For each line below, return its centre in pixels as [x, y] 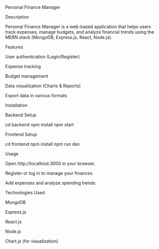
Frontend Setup [21, 134]
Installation [16, 105]
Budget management [27, 76]
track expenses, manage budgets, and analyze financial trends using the [80, 32]
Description [17, 17]
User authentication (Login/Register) [43, 57]
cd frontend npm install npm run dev [43, 144]
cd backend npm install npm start [39, 124]
